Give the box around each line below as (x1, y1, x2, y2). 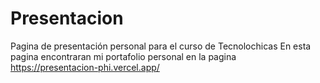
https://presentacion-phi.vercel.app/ (10, 61, 160, 73)
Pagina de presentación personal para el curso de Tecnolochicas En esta (10, 40, 312, 52)
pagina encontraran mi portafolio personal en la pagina (10, 50, 237, 62)
